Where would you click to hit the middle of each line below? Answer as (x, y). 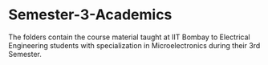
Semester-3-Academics (90, 15)
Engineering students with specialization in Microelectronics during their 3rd (134, 45)
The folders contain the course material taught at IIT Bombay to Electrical (129, 37)
